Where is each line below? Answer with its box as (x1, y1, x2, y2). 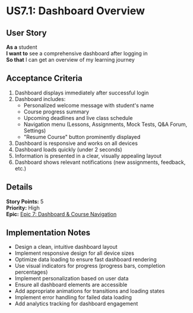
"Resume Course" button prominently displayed (23, 133, 141, 140)
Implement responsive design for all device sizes (14, 249, 135, 257)
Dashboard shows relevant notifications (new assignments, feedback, (14, 159, 186, 166)
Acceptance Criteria (6, 73, 83, 84)
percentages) (14, 268, 48, 276)
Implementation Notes (6, 227, 91, 238)
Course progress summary (23, 108, 90, 115)
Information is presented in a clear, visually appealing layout (14, 152, 162, 159)
